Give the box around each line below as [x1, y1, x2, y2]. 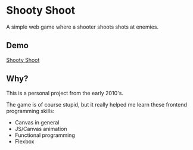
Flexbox [14, 137, 35, 145]
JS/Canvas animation [14, 125, 67, 132]
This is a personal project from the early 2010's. [6, 89, 124, 96]
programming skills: [6, 107, 55, 114]
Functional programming [14, 132, 76, 139]
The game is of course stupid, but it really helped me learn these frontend [6, 101, 188, 108]
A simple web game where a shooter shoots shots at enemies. [6, 23, 159, 30]
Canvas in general [14, 118, 60, 126]
